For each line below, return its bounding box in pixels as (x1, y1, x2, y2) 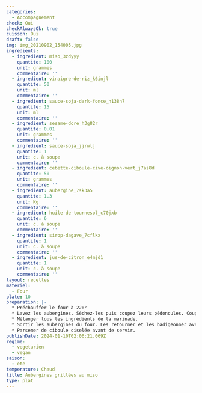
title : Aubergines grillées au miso (6, 372, 98, 378)
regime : (6, 338, 26, 344)
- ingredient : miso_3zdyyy (11, 53, 79, 59)
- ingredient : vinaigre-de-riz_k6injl (11, 76, 109, 82)
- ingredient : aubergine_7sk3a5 (11, 187, 93, 193)
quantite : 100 (17, 59, 52, 65)
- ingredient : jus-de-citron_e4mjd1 (11, 255, 103, 261)
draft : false (6, 37, 39, 43)
